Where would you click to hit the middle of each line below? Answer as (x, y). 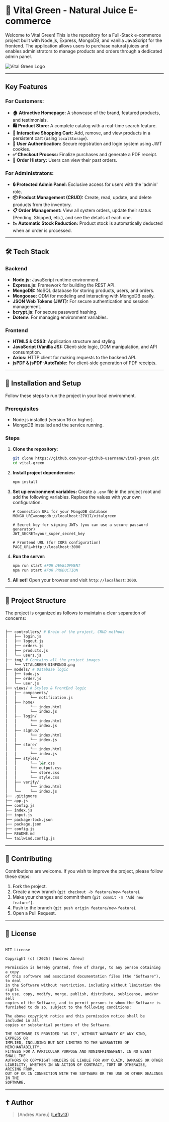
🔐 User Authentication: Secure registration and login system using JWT (87, 143)
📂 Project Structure (36, 601)
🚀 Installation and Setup (43, 383)
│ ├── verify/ (22, 782)
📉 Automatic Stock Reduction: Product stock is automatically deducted (88, 223)
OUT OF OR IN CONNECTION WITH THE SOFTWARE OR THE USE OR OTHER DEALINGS (84, 1074)
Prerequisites (22, 409)
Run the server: (29, 556)
